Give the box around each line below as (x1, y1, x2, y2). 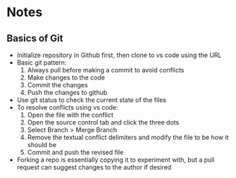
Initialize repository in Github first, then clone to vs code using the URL (16, 51, 222, 59)
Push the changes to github (27, 89, 108, 96)
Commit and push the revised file (27, 148, 124, 156)
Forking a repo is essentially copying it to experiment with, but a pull (16, 155, 215, 164)
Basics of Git (6, 32, 63, 44)
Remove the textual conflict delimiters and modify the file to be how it (27, 133, 229, 141)
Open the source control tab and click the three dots (27, 118, 180, 127)
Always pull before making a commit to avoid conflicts (27, 66, 185, 74)
